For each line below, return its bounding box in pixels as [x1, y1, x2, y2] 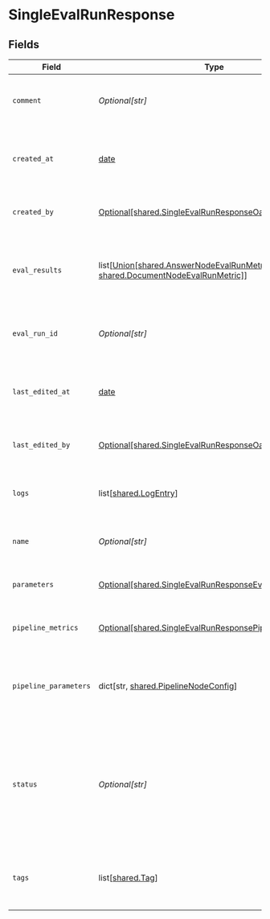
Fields [8, 38, 40, 51]
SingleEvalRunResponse [8, 6, 175, 24]
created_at [12, 154, 54, 163]
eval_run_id [12, 329, 59, 338]
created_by [12, 207, 54, 216]
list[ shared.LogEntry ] [98, 488, 178, 499]
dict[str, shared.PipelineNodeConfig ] [98, 680, 238, 692]
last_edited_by [12, 440, 71, 449]
